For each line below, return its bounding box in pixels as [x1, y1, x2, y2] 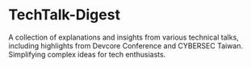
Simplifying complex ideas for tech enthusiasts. [8, 49, 166, 59]
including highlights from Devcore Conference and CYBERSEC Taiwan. [8, 40, 244, 50]
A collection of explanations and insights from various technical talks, [8, 32, 240, 42]
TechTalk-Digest [8, 6, 121, 24]
